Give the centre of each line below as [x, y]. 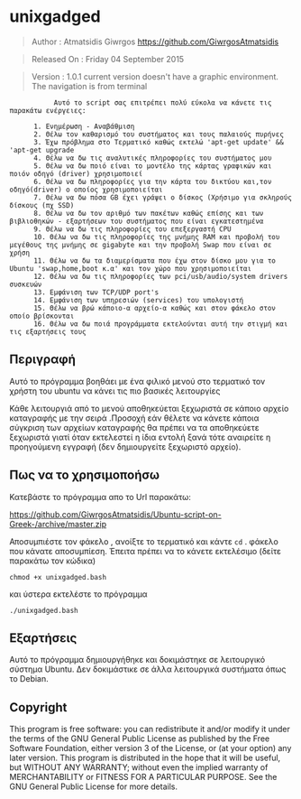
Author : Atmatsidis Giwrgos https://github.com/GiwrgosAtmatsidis [155, 42]
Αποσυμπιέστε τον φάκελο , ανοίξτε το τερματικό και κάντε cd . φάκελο [144, 541]
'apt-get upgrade [42, 150]
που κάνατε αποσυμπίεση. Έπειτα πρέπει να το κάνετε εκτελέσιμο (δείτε [146, 551]
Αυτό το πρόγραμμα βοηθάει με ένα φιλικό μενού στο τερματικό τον [137, 381]
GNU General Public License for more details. [94, 786]
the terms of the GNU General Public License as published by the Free [140, 739]
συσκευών [26, 284]
